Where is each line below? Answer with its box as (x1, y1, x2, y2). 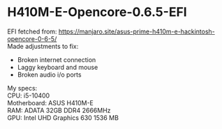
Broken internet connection (17, 55, 96, 63)
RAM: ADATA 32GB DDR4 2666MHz (7, 106, 111, 114)
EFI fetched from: (7, 27, 57, 36)
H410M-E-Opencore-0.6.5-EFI (7, 4, 187, 20)
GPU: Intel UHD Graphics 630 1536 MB (7, 113, 119, 122)
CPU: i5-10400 (7, 91, 50, 100)
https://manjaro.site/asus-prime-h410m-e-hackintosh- (58, 27, 215, 36)
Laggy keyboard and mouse (17, 63, 98, 71)
